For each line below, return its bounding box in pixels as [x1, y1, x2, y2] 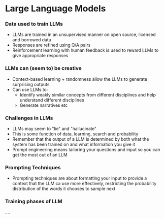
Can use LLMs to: [12, 87, 48, 93]
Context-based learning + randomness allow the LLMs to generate [12, 76, 148, 82]
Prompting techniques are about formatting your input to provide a [12, 175, 147, 181]
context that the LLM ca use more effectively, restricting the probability [12, 181, 157, 187]
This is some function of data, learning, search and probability [12, 131, 139, 137]
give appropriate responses [12, 53, 68, 59]
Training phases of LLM [5, 198, 63, 205]
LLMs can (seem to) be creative [5, 65, 82, 72]
